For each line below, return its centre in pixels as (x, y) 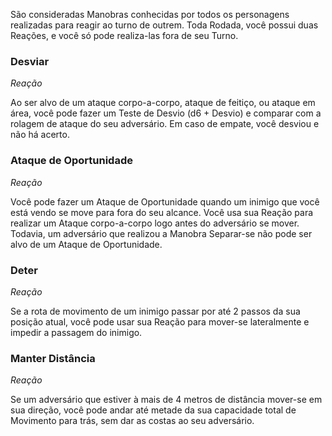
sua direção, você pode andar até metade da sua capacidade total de (153, 410)
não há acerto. (40, 135)
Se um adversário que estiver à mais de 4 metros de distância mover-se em (166, 400)
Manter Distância (53, 358)
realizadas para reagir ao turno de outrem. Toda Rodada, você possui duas (164, 25)
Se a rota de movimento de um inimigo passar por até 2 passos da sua (155, 311)
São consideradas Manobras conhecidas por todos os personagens (150, 14)
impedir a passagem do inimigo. (76, 332)
